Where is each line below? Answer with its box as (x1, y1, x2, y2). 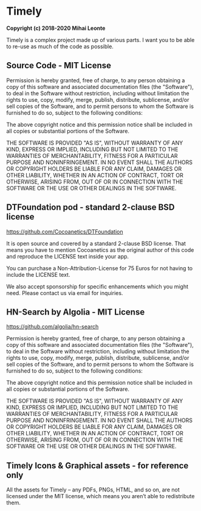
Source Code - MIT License (6, 60, 111, 71)
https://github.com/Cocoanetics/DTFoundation (6, 227, 123, 235)
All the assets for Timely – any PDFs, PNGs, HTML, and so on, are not (6, 486, 180, 493)
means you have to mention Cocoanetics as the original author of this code (6, 246, 194, 254)
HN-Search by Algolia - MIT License (6, 307, 145, 317)
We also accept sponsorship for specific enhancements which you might (6, 282, 189, 290)
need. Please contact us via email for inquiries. (6, 289, 123, 296)
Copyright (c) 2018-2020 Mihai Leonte (6, 24, 106, 32)
